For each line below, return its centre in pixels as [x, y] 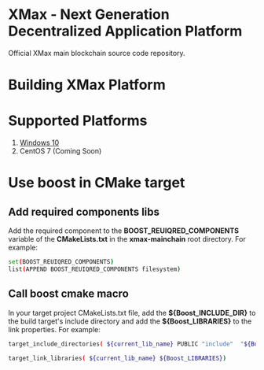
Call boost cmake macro [69, 294]
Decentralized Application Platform [125, 31]
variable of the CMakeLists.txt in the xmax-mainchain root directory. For [127, 239]
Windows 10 [39, 142]
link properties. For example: [54, 329]
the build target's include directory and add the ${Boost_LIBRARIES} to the [130, 321]
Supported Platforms [78, 121]
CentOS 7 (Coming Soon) [60, 151]
